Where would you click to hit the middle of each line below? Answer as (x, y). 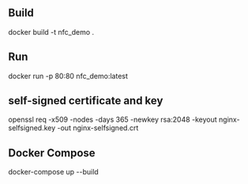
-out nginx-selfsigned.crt (98, 128)
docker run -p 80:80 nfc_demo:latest (68, 76)
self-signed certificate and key (86, 101)
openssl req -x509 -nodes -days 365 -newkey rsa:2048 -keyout (113, 120)
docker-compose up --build (53, 172)
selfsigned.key (32, 128)
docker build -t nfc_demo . (51, 32)
